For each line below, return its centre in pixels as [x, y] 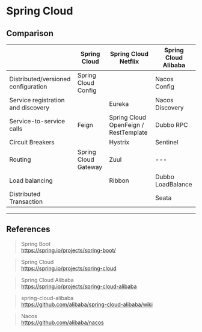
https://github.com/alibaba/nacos [62, 322]
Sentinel [167, 142]
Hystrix [119, 142]
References [28, 229]
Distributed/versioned [40, 79]
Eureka [119, 104]
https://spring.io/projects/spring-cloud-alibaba [79, 286]
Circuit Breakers [32, 142]
